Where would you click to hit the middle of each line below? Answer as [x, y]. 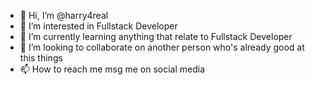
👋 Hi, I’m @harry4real [64, 15]
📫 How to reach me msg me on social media [112, 69]
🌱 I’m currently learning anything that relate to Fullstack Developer [156, 36]
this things [41, 58]
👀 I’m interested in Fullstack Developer [98, 26]
